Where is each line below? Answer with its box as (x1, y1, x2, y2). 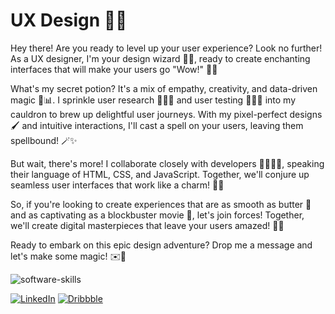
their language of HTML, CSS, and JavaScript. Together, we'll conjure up (10, 168, 310, 180)
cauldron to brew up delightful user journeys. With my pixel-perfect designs (10, 108, 323, 120)
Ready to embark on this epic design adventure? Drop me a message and (10, 239, 313, 251)
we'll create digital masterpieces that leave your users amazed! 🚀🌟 (10, 219, 285, 231)
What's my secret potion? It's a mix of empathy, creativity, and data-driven (10, 82, 318, 94)
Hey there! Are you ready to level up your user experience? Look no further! (10, 42, 323, 54)
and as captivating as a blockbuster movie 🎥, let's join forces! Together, (10, 209, 305, 221)
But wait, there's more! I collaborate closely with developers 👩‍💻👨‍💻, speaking (10, 157, 325, 169)
